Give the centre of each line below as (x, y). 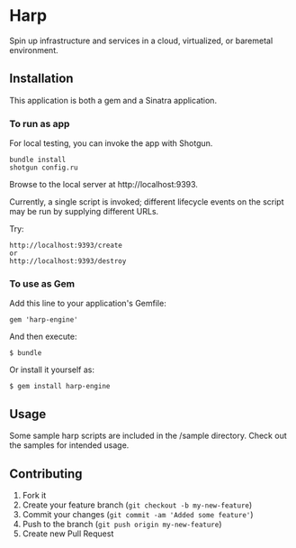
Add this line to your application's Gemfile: (88, 304)
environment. (34, 50)
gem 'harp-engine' (44, 320)
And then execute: (43, 337)
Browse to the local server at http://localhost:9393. (103, 185)
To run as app (40, 123)
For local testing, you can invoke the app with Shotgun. (111, 143)
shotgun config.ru (44, 168)
